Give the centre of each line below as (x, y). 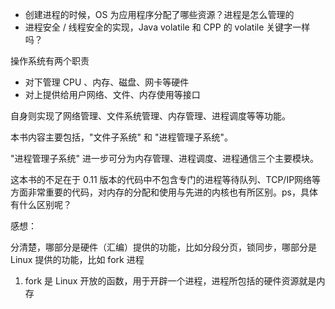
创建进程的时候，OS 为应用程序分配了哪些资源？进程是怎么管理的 (159, 14)
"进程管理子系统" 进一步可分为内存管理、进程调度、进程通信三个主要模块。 (164, 158)
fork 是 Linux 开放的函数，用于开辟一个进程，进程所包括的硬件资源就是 (170, 281)
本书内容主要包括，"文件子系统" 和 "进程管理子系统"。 (121, 137)
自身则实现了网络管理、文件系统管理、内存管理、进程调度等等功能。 (150, 116)
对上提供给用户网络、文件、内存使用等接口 (112, 94)
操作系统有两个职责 (50, 61)
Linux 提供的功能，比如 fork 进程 (77, 259)
